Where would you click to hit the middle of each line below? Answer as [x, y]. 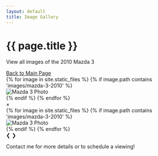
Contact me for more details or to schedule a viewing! [71, 147]
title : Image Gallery [32, 17]
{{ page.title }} [42, 46]
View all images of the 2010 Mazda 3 [50, 62]
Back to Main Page [29, 73]
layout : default [26, 11]
